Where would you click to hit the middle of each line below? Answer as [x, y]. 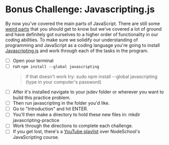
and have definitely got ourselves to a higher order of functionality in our [82, 34]
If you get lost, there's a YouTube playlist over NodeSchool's [76, 132]
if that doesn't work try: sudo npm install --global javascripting [91, 77]
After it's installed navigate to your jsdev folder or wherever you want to [88, 92]
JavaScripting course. [36, 137]
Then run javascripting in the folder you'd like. [61, 103]
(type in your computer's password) [63, 82]
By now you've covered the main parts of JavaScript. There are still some [83, 23]
